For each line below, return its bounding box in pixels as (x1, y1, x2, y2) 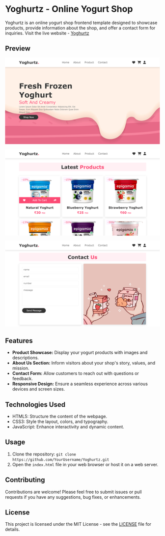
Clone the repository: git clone (12, 451, 76, 457)
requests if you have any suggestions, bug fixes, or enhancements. (5, 494, 141, 500)
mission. (12, 365, 29, 371)
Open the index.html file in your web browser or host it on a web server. (12, 461, 159, 467)
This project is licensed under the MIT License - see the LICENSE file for (5, 521, 151, 527)
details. (5, 527, 20, 533)
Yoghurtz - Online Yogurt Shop (5, 3, 133, 15)
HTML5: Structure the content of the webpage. (12, 414, 107, 419)
